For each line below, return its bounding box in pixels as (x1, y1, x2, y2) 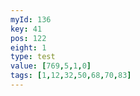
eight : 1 (10, 42, 47, 53)
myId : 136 (10, 14, 52, 25)
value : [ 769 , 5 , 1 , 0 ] (10, 61, 92, 71)
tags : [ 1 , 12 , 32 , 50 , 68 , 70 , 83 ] (10, 71, 132, 81)
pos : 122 (10, 33, 47, 43)
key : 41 (10, 24, 43, 34)
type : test (10, 52, 56, 62)
